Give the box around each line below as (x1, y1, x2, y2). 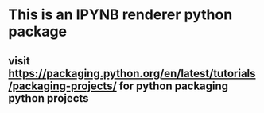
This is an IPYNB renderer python (8, 6, 233, 24)
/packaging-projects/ (8, 79, 117, 92)
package (8, 22, 68, 41)
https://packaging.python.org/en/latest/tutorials (8, 66, 256, 80)
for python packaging (118, 79, 229, 92)
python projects (8, 92, 89, 105)
